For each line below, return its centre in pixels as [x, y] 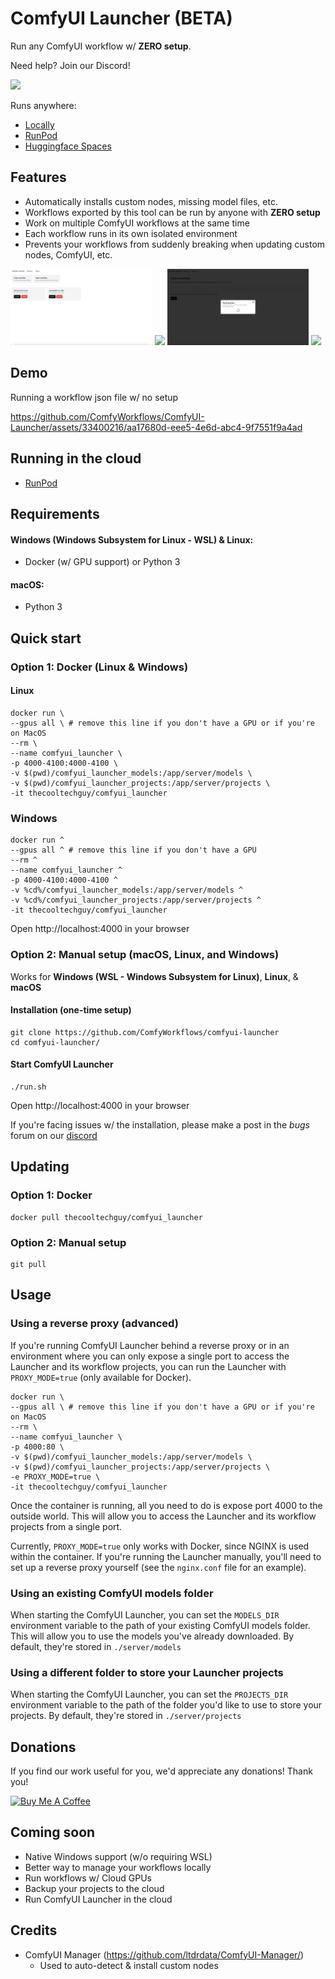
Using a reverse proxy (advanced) [94, 1324]
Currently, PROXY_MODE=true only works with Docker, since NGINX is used [160, 1546]
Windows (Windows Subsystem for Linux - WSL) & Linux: [132, 539]
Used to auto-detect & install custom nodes [129, 1965]
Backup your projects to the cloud [94, 1888]
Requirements [55, 514]
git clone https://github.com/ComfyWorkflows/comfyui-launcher [145, 1032]
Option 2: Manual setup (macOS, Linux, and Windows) [145, 955]
